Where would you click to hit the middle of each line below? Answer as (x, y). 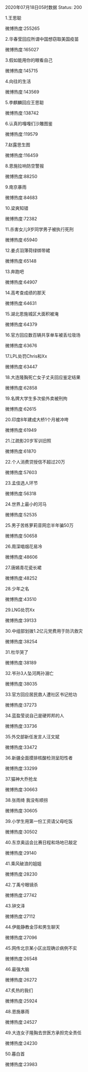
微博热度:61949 (21, 430)
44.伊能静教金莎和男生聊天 (33, 927)
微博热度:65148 (21, 261)
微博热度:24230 (21, 1043)
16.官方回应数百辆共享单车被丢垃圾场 (43, 335)
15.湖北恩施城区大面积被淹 (32, 314)
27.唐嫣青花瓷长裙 (23, 568)
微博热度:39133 (21, 620)
